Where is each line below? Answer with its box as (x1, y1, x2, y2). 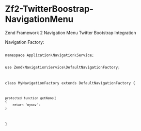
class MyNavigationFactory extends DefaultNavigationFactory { (5, 81, 136, 85)
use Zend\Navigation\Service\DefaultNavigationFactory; (5, 65, 120, 70)
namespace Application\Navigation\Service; (5, 52, 94, 58)
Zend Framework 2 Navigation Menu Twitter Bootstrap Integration (5, 30, 137, 35)
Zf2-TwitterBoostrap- (5, 3, 94, 15)
